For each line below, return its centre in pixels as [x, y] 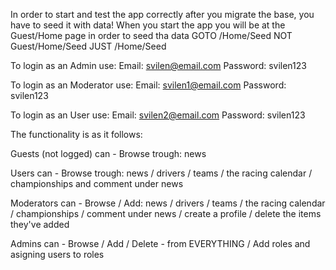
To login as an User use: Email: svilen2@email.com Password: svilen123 [158, 115]
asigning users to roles [57, 254]
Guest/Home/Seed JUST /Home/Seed [88, 46]
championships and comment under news [97, 183]
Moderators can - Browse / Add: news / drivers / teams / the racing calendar [168, 203]
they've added [40, 224]
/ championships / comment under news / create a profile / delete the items [166, 213]
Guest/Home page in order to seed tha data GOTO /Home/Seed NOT [151, 35]
